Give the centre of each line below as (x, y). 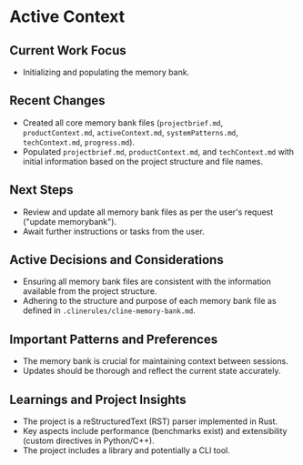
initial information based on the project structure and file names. (143, 161)
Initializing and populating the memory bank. (106, 72)
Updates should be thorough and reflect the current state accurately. (151, 371)
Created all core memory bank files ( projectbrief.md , (123, 122)
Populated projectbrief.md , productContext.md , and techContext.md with (158, 151)
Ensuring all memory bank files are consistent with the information (146, 282)
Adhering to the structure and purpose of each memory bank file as (149, 301)
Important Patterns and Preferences (114, 339)
